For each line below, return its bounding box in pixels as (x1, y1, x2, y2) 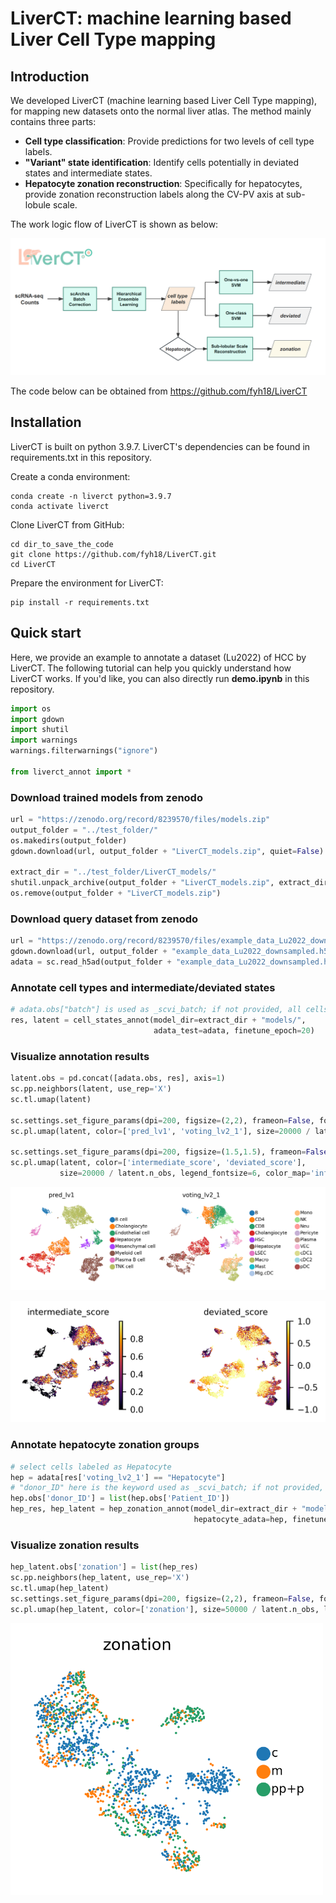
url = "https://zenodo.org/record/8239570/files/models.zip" (10, 815, 271, 825)
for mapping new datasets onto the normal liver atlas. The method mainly (10, 105, 312, 117)
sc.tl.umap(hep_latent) (10, 1583, 110, 1594)
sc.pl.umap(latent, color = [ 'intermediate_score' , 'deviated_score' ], (10, 1158, 307, 1168)
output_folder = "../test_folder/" (10, 825, 159, 835)
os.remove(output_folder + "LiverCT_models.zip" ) (10, 888, 222, 899)
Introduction (10, 68, 90, 85)
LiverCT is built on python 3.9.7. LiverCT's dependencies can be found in (10, 440, 311, 452)
